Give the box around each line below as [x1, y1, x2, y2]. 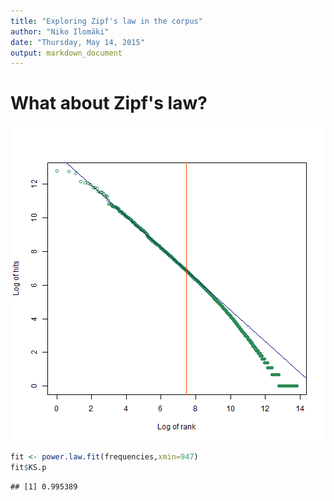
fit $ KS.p [10, 463, 47, 473]
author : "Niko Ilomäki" [10, 26, 110, 37]
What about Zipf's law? [10, 92, 208, 115]
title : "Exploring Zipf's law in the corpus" [10, 16, 203, 26]
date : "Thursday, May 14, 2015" [10, 37, 145, 47]
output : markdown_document [10, 48, 123, 58]
